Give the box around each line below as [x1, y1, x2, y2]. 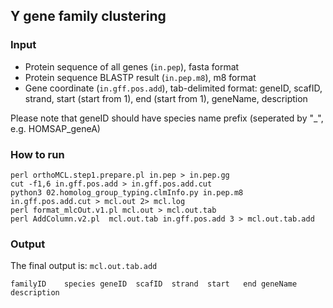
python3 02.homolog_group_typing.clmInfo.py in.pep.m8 [10, 187, 244, 198]
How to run [10, 147, 65, 161]
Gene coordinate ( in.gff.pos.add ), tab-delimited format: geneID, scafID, [24, 82, 323, 94]
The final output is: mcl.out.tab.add [10, 260, 158, 272]
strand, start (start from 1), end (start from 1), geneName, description [24, 92, 308, 104]
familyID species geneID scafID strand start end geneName [10, 279, 298, 289]
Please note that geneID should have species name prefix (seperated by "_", [10, 112, 324, 124]
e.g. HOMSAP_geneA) [10, 122, 101, 134]
